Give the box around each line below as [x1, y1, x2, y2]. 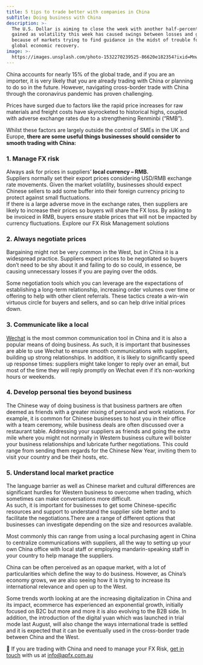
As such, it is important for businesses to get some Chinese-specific [6, 501, 177, 509]
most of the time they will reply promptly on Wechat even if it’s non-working [6, 366, 195, 373]
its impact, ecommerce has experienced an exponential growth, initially [6, 601, 183, 609]
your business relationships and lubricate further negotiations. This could [6, 440, 188, 447]
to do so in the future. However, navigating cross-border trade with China [6, 83, 189, 91]
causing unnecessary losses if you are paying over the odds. [6, 268, 158, 275]
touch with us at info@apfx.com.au [6, 652, 94, 659]
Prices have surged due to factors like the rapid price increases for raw [6, 101, 183, 109]
